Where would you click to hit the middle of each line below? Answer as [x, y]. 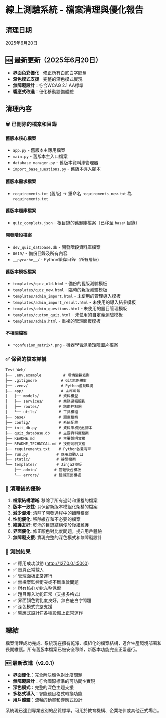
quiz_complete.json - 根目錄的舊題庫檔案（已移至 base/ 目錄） [76, 223]
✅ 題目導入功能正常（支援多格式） [48, 594]
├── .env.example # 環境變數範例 [48, 375]
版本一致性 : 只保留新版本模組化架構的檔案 [55, 506]
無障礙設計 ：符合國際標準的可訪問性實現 [54, 681]
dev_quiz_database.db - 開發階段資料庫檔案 [57, 247]
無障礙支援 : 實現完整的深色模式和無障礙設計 [57, 537]
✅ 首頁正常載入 [28, 570]
